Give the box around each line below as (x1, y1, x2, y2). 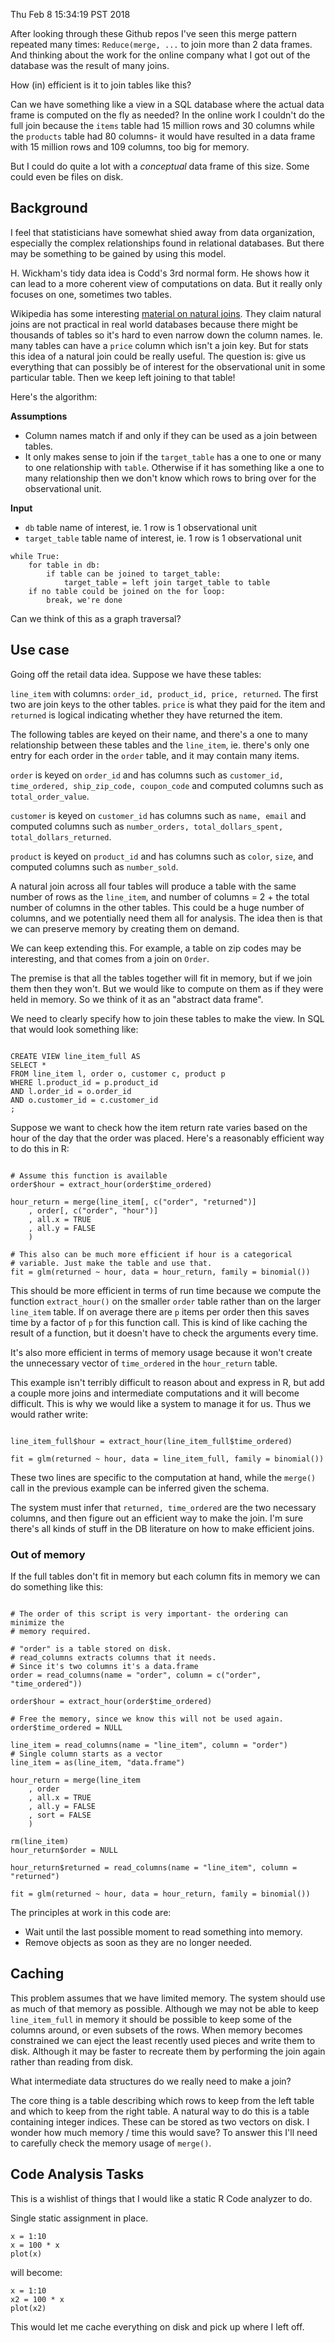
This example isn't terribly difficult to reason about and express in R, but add (10, 1376, 325, 1388)
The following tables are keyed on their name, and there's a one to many (10, 728, 308, 740)
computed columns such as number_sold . (10, 860, 179, 873)
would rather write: (10, 1408, 89, 1420)
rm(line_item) (10, 1836, 70, 1846)
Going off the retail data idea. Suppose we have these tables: (10, 668, 262, 680)
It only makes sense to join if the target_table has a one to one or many (24, 450, 322, 463)
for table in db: (28, 560, 101, 570)
